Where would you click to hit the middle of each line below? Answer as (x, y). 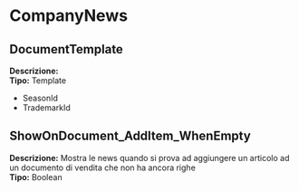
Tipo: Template (38, 81)
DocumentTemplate (67, 49)
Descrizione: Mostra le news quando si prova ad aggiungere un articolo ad (149, 158)
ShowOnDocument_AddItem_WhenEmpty (130, 136)
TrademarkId (46, 108)
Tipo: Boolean (36, 177)
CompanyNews (69, 16)
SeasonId (40, 98)
